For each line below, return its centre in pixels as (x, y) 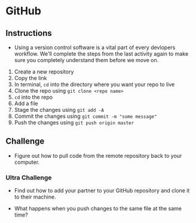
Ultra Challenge (29, 178)
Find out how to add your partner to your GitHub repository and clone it (102, 191)
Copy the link (30, 78)
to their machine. (35, 197)
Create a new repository (44, 72)
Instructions (29, 33)
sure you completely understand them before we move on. (86, 60)
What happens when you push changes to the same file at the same (98, 209)
